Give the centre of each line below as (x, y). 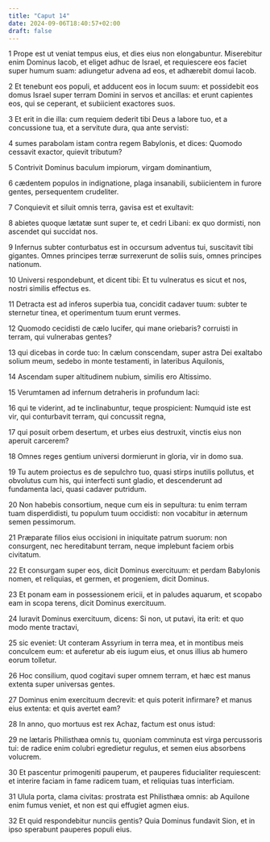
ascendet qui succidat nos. (53, 231)
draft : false (30, 31)
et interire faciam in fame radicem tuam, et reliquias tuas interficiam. (122, 781)
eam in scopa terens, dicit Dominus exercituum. (87, 603)
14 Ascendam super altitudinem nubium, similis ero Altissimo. (110, 377)
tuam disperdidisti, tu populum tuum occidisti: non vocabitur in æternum (128, 514)
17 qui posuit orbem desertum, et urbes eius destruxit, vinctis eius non (125, 432)
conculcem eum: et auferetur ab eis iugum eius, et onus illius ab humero (128, 652)
